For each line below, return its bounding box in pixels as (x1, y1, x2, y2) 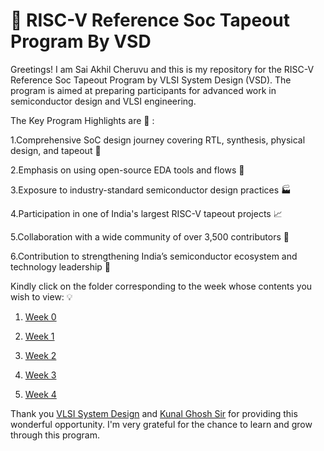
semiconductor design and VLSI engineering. (10, 95, 197, 107)
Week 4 (24, 388, 57, 400)
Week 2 (24, 349, 57, 361)
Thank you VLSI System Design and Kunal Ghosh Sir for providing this (10, 407, 298, 419)
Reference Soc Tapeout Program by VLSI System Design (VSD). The (10, 74, 292, 86)
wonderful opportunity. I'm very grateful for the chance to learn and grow (10, 418, 313, 430)
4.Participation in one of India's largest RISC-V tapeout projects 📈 (10, 207, 283, 219)
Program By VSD (10, 30, 152, 53)
